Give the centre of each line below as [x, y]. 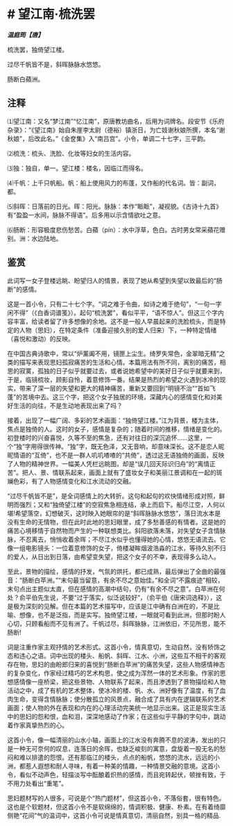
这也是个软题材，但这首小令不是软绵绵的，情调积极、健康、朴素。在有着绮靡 [116, 807]
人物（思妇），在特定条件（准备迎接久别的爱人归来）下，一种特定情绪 [118, 330]
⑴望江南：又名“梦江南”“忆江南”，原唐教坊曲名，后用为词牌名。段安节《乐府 [116, 121]
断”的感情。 [24, 289]
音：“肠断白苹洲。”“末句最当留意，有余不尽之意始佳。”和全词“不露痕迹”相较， [115, 580]
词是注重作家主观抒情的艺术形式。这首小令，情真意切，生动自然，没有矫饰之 [116, 647]
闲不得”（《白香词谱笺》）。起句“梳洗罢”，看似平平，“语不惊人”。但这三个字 [113, 313]
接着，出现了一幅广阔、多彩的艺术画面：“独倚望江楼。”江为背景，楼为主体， [115, 420]
